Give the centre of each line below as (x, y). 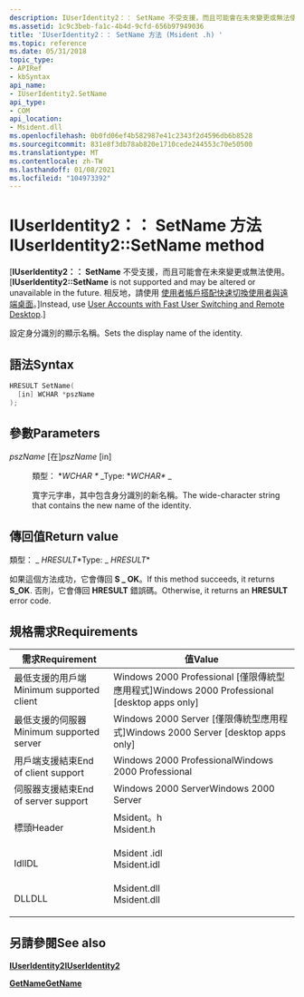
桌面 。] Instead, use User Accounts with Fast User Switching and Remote (151, 304)
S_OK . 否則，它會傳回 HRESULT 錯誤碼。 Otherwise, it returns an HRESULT (148, 591)
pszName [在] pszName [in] (61, 457)
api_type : (28, 102)
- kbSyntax (30, 77)
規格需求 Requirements (74, 631)
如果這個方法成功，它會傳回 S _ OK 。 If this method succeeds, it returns (142, 579)
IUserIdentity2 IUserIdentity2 (65, 965)
